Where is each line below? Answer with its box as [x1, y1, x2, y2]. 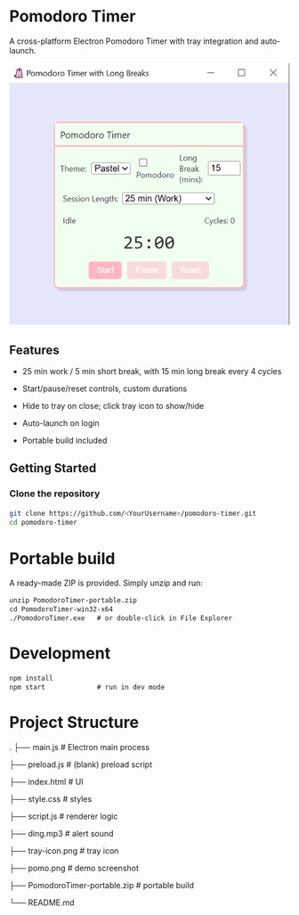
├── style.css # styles [9, 794, 93, 805]
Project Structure [9, 713, 140, 732]
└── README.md [9, 897, 75, 908]
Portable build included [21, 435, 108, 445]
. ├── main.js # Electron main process [9, 742, 149, 753]
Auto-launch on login [21, 417, 100, 429]
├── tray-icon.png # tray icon [9, 846, 119, 856]
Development [9, 643, 111, 664]
